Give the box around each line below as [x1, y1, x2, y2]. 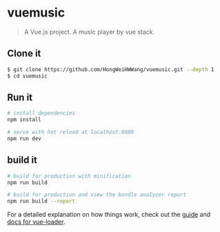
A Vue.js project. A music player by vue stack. [23, 28, 155, 36]
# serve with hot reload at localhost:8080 [7, 129, 134, 136]
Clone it [7, 48, 41, 59]
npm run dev [7, 135, 41, 142]
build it [7, 154, 38, 166]
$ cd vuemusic [7, 72, 48, 79]
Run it [7, 91, 33, 103]
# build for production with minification [7, 173, 131, 180]
